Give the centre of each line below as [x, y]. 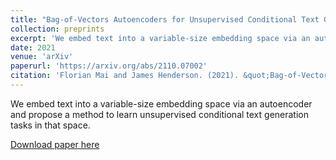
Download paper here [55, 144]
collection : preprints [57, 29]
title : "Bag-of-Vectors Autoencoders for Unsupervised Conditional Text [165, 19]
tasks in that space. [50, 125]
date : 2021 [33, 47]
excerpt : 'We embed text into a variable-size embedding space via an [160, 38]
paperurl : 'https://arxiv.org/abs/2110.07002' [109, 66]
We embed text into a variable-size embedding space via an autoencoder [161, 103]
